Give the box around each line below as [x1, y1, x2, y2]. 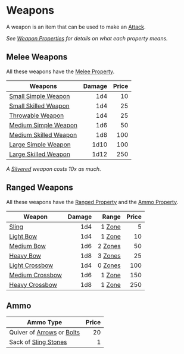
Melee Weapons [6, 52, 68, 62]
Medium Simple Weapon [9, 121, 77, 129]
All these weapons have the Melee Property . [6, 68, 115, 75]
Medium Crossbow [9, 271, 63, 279]
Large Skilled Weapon [9, 150, 70, 158]
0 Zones [97, 261, 121, 270]
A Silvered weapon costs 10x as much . [6, 165, 101, 173]
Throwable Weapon [9, 111, 64, 120]
